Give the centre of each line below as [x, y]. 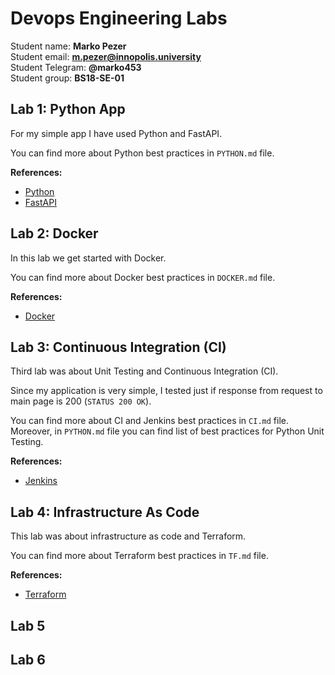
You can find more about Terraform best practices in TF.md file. [139, 556]
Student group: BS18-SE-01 [67, 78]
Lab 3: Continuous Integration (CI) [118, 347]
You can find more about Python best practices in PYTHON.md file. [142, 153]
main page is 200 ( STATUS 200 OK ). [81, 401]
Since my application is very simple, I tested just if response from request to [166, 391]
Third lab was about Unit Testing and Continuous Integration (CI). [144, 371]
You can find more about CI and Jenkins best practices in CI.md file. [149, 421]
